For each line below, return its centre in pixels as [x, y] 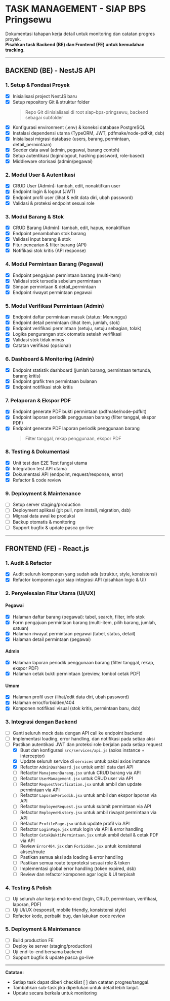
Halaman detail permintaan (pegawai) [52, 639]
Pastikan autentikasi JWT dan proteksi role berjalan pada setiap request [88, 744]
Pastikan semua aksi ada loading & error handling [72, 857]
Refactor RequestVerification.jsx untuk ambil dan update [81, 784]
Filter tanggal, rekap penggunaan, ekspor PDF [73, 439]
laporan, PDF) [27, 905]
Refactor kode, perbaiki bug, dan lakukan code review [69, 916]
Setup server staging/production [47, 505]
